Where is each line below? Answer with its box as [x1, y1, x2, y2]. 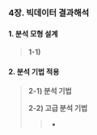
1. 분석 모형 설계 [8, 28, 58, 38]
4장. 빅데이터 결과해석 [8, 6, 90, 18]
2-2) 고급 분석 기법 [27, 103, 88, 113]
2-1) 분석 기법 [27, 86, 72, 96]
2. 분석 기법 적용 [8, 66, 60, 76]
